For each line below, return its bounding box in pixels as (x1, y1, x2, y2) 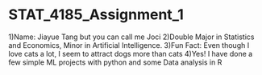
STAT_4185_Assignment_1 (8, 6, 184, 24)
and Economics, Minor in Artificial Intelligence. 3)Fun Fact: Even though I (8, 40, 250, 49)
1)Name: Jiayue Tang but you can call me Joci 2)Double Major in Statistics (8, 32, 255, 41)
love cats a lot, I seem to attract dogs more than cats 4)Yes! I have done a (8, 49, 253, 58)
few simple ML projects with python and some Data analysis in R (8, 57, 222, 67)
